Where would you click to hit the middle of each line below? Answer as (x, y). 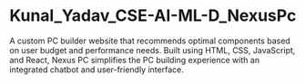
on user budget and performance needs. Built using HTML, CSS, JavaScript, (152, 50)
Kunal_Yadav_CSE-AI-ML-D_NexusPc (153, 16)
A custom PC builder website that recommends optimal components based (150, 41)
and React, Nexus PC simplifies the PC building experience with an (135, 60)
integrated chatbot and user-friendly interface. (97, 70)
